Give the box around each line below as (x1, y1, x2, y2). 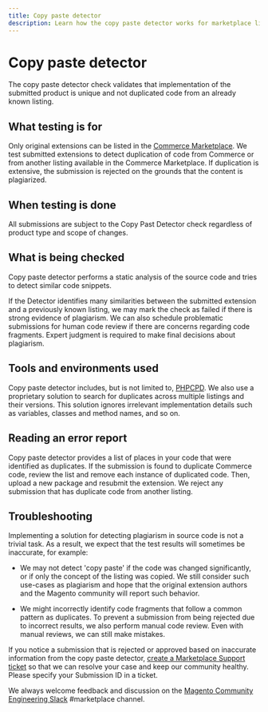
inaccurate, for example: (8, 548, 89, 557)
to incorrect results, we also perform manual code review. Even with (19, 621, 243, 631)
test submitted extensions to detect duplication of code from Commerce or (8, 149, 254, 160)
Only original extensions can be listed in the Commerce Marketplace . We (8, 141, 247, 151)
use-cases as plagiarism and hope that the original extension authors (19, 580, 248, 590)
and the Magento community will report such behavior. (19, 588, 200, 599)
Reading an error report (8, 432, 128, 445)
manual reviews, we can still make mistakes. (19, 630, 166, 639)
